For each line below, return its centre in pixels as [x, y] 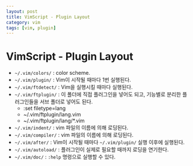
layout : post [22, 11]
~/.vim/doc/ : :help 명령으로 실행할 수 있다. [65, 157]
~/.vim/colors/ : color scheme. [52, 73]
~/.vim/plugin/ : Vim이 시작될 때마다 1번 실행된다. [73, 80]
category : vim [23, 22]
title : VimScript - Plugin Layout [48, 17]
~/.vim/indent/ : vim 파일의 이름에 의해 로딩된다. [71, 128]
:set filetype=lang [44, 108]
